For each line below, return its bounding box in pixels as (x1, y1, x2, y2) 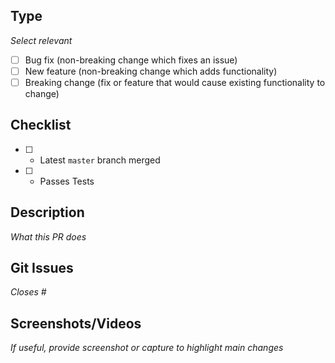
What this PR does (10, 230, 87, 243)
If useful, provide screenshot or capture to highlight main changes (10, 342, 284, 354)
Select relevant (10, 34, 73, 46)
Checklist (10, 117, 72, 134)
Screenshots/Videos (10, 315, 142, 332)
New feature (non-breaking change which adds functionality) (24, 65, 278, 77)
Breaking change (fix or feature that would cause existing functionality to (24, 76, 326, 88)
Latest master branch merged (39, 154, 161, 166)
